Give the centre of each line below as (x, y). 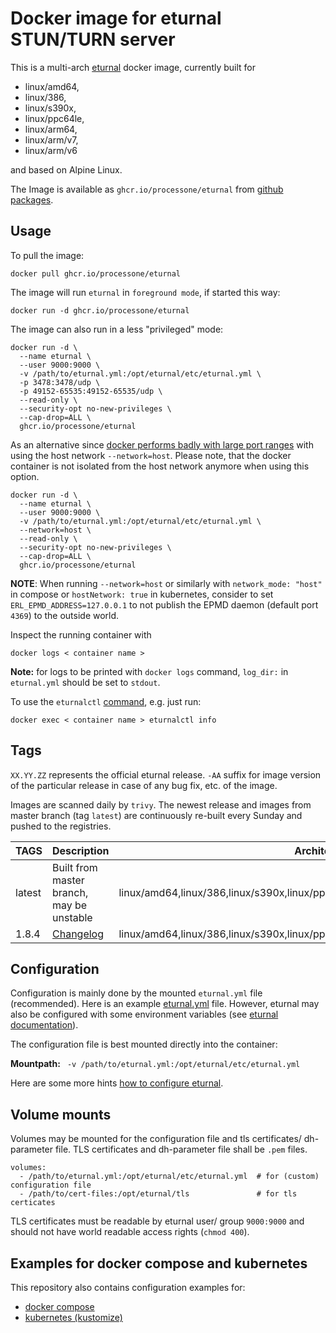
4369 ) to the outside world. (65, 615)
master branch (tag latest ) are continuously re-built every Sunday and (156, 815)
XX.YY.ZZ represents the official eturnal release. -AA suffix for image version (166, 774)
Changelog (78, 934)
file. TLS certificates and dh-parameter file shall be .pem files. (181, 1149)
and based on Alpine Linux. (66, 169)
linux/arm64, (51, 129)
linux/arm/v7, (51, 139)
